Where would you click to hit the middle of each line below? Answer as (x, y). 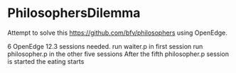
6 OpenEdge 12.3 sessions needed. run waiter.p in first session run (105, 46)
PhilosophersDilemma (74, 13)
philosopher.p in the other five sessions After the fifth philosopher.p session (118, 54)
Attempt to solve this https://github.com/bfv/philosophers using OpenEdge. (117, 33)
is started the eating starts (46, 61)
